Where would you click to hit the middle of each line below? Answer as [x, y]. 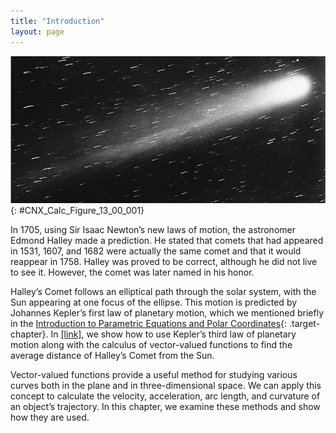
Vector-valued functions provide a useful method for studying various [154, 375]
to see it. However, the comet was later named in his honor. [132, 272]
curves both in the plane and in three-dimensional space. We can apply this [166, 386]
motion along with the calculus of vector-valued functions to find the [151, 345]
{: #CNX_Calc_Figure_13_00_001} [77, 211]
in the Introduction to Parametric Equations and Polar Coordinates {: [149, 324]
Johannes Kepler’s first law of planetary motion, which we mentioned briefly [167, 313]
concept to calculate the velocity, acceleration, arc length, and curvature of [165, 396]
